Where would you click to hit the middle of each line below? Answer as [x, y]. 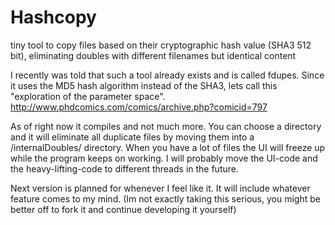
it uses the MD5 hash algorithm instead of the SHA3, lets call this [144, 85]
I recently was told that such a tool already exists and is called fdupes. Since [167, 75]
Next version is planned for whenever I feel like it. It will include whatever [160, 188]
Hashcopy [53, 17]
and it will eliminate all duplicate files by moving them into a [132, 137]
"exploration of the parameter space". [88, 96]
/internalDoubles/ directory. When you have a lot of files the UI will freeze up [168, 147]
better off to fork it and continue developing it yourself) [123, 209]
